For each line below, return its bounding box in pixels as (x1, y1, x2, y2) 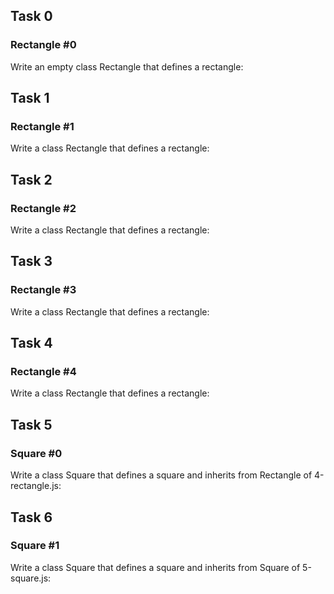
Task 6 (10, 509, 53, 526)
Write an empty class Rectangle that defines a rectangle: (10, 60, 244, 73)
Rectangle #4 (10, 365, 77, 379)
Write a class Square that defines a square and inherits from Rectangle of (10, 469, 313, 481)
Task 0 (10, 8, 53, 25)
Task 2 (10, 171, 53, 188)
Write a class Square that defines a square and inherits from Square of (10, 561, 301, 573)
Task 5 (10, 416, 53, 433)
